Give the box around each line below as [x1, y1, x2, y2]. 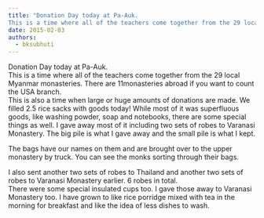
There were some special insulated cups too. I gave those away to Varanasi [8, 184, 252, 194]
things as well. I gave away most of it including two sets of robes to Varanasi [8, 121, 255, 130]
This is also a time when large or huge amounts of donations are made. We [8, 96, 251, 105]
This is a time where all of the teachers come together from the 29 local [8, 71, 240, 80]
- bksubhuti [15, 41, 55, 49]
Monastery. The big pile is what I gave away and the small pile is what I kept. [8, 129, 256, 138]
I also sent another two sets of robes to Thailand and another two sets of [8, 168, 244, 177]
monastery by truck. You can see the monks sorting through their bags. [8, 152, 240, 162]
